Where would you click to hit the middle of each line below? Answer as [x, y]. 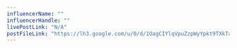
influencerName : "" [35, 14]
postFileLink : [28, 34]
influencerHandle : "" [39, 20]
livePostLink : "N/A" [37, 27]
